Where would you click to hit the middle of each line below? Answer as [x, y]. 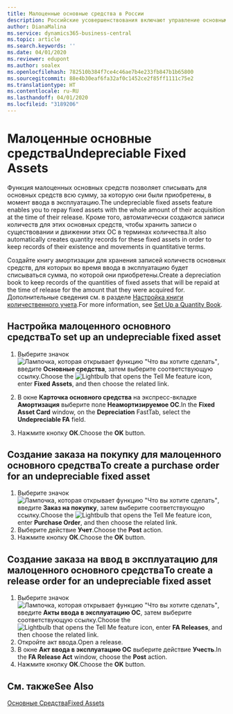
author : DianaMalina [37, 26]
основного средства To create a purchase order [113, 466]
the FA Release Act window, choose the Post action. [92, 657]
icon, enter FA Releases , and [181, 628]
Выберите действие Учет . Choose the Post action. [90, 530]
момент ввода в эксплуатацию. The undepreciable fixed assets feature [110, 202]
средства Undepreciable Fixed [97, 153]
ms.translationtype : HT [42, 85]
